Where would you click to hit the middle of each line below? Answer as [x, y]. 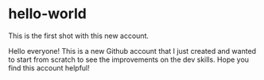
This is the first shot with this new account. [79, 36]
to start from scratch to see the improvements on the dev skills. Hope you [128, 59]
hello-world [48, 14]
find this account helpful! [49, 67]
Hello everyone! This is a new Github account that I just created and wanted [132, 51]
